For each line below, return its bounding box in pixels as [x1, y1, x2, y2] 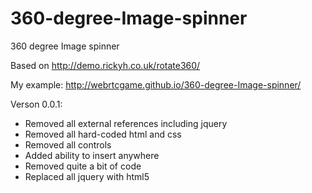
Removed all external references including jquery [24, 117, 228, 129]
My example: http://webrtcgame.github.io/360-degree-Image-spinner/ [10, 78, 302, 91]
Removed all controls [24, 138, 112, 151]
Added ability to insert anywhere [24, 149, 160, 161]
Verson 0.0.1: [10, 98, 63, 110]
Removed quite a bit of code [24, 160, 142, 172]
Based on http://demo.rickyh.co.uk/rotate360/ [10, 59, 201, 71]
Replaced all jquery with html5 [24, 170, 150, 182]
